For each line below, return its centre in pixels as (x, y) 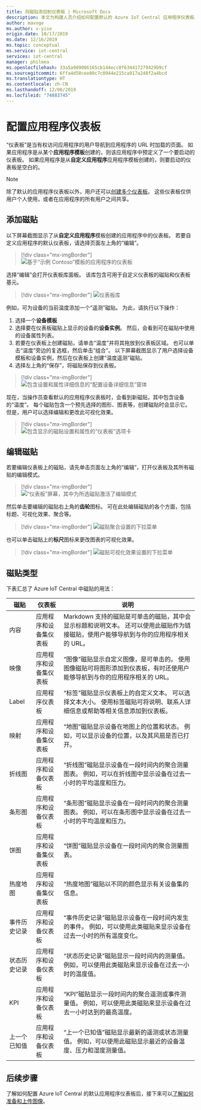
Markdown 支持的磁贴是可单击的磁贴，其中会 (127, 617)
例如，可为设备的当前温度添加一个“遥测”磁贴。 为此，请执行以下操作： (93, 307)
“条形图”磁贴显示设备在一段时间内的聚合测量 (126, 803)
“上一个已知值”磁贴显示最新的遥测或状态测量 (126, 1033)
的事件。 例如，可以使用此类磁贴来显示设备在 (127, 927)
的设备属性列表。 (36, 335)
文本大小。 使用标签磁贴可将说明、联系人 (127, 702)
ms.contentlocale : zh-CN (37, 85)
